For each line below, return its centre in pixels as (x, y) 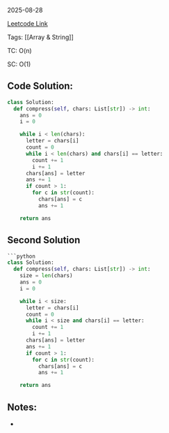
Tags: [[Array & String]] (41, 37)
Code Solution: (40, 86)
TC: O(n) (20, 51)
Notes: (22, 407)
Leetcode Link (28, 23)
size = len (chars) (46, 276)
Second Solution (44, 240)
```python (22, 256)
